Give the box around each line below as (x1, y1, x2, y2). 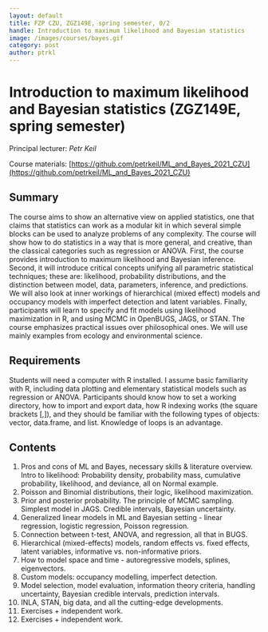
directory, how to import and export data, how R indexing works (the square (9, 400, 258, 410)
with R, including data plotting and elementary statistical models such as (9, 384, 246, 393)
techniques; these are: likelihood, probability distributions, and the (9, 271, 227, 280)
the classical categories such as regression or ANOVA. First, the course (9, 245, 244, 256)
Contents (9, 440, 57, 454)
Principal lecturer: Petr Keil (9, 143, 97, 153)
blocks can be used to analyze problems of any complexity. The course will (9, 229, 257, 238)
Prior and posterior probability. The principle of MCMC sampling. (20, 496, 235, 506)
